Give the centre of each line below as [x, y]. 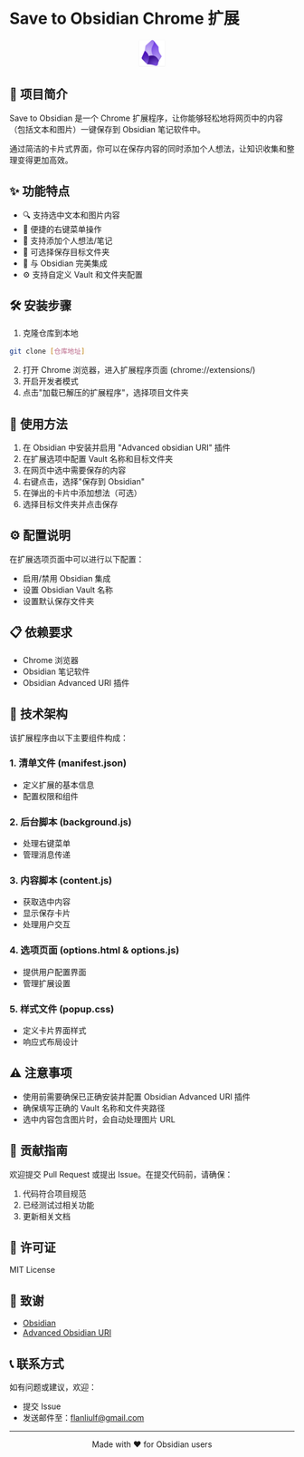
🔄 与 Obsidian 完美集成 [65, 263]
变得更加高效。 [45, 160]
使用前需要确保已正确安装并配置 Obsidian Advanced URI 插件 [136, 1096]
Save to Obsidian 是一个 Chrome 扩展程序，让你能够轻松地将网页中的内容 [146, 118]
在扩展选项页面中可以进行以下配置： [77, 559]
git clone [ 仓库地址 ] [47, 352]
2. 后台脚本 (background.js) [71, 822]
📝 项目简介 [38, 95]
